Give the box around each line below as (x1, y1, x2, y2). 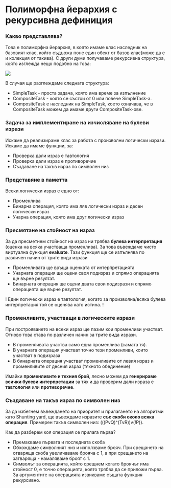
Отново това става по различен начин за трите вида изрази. (5, 331, 137, 338)
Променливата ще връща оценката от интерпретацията (12, 264, 135, 271)
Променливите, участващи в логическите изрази (5, 315, 135, 322)
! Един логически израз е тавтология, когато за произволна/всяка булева (5, 296, 166, 302)
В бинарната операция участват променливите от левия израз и (12, 358, 154, 364)
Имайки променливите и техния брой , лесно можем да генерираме (5, 373, 157, 379)
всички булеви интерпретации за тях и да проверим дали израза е (5, 379, 154, 385)
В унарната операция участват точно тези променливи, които (12, 347, 148, 353)
